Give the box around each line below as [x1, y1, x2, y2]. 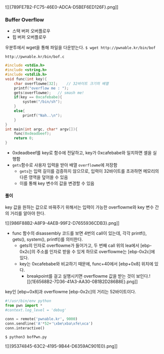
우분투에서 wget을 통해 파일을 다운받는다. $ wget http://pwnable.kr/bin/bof [5, 45, 156, 50]
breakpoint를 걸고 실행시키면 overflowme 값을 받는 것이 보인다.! [26, 273, 151, 279]
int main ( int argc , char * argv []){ [5, 127, 78, 132]
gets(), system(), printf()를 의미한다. [12, 236, 83, 242]
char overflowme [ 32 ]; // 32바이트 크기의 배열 [14, 81, 109, 86]
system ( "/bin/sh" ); [23, 99, 63, 104]
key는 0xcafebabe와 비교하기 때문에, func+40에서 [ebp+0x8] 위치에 [19, 261, 153, 267]
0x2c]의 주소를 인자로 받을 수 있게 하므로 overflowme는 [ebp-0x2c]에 [19, 249, 155, 255]
